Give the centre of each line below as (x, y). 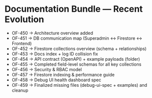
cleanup (20, 90)
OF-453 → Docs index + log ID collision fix (55, 54)
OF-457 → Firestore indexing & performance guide (63, 74)
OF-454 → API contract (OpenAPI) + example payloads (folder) (76, 59)
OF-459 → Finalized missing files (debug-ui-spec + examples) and (79, 85)
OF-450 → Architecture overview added (52, 33)
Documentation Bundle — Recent (74, 9)
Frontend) (22, 43)
